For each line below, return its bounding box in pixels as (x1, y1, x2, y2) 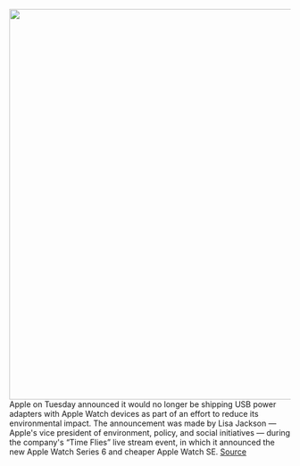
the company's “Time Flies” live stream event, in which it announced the (9, 437, 275, 447)
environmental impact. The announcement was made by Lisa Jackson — (9, 418, 277, 429)
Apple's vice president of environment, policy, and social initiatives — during (9, 428, 291, 437)
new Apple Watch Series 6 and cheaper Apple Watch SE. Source (9, 446, 247, 457)
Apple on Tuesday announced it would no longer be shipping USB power (9, 399, 277, 410)
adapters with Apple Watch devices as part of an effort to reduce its (9, 409, 259, 419)
